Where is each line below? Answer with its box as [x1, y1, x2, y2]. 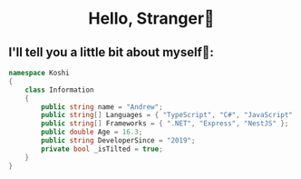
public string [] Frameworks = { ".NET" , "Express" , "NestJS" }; [41, 119, 289, 128]
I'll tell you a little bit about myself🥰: [8, 45, 215, 60]
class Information [24, 85, 94, 94]
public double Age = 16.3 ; [41, 127, 143, 137]
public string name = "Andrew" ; [41, 102, 164, 112]
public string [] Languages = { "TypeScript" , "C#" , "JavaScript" [41, 111, 294, 120]
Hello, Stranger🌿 [88, 8, 215, 29]
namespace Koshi [8, 68, 70, 77]
